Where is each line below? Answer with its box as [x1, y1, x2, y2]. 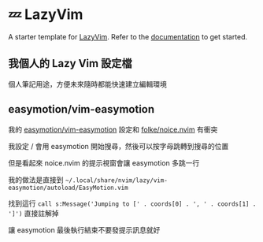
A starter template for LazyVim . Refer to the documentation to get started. [8, 32, 248, 41]
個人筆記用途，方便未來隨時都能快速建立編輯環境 [8, 79, 167, 88]
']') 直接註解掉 [8, 208, 59, 218]
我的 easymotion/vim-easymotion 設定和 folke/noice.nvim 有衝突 [8, 125, 218, 134]
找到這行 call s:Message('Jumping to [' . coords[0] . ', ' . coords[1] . [8, 199, 257, 208]
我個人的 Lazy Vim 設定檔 [8, 57, 132, 70]
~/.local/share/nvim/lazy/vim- [65, 176, 168, 184]
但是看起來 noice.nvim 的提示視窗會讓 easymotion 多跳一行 [8, 158, 200, 167]
